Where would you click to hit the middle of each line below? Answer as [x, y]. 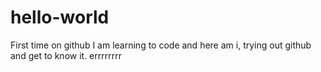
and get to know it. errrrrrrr [66, 55]
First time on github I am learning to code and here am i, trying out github [161, 45]
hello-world [60, 17]
